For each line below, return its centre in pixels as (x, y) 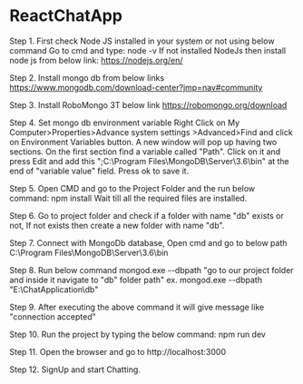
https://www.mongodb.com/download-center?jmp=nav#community (136, 87)
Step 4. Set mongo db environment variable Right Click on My (125, 123)
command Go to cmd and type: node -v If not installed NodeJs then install (148, 50)
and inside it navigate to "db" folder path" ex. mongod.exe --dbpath (136, 280)
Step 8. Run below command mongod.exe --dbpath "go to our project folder (151, 270)
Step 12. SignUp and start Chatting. (75, 369)
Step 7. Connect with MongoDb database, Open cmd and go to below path (148, 242)
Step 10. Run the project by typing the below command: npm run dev (137, 334)
